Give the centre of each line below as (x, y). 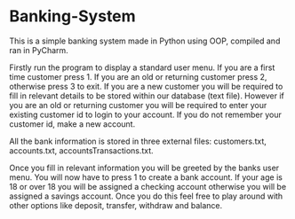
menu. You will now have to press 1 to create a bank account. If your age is (146, 177)
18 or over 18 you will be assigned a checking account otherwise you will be (148, 186)
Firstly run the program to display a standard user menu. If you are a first (142, 67)
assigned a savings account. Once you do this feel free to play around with (146, 196)
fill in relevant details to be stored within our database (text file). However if (147, 96)
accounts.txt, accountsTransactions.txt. (81, 150)
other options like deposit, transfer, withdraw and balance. (116, 205)
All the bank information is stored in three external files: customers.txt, (138, 141)
